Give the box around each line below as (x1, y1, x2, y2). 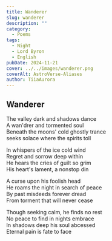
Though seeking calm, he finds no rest (6, 208, 102, 216)
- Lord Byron (12, 49, 45, 55)
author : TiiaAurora (6, 76, 56, 83)
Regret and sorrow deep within (6, 152, 84, 160)
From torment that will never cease (6, 197, 93, 204)
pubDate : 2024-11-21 (6, 59, 59, 66)
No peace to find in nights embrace (6, 215, 95, 222)
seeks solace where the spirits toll (6, 134, 91, 141)
